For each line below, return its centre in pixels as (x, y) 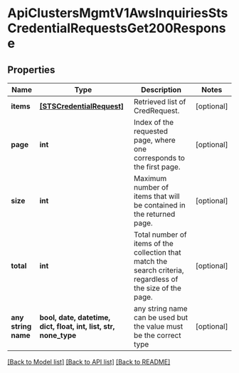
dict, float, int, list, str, (77, 326)
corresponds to (159, 158)
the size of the (158, 288)
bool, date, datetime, (75, 317)
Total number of (160, 235)
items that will (157, 196)
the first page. (157, 167)
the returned (155, 214)
